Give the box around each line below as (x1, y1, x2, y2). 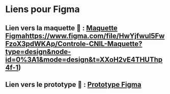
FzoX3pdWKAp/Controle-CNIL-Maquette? (5, 39, 143, 48)
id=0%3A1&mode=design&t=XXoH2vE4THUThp (5, 55, 163, 64)
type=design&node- (5, 47, 71, 56)
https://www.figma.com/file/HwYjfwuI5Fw (25, 31, 165, 40)
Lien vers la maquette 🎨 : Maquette (5, 24, 118, 32)
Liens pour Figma (5, 4, 80, 15)
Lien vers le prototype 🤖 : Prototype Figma (5, 80, 141, 89)
